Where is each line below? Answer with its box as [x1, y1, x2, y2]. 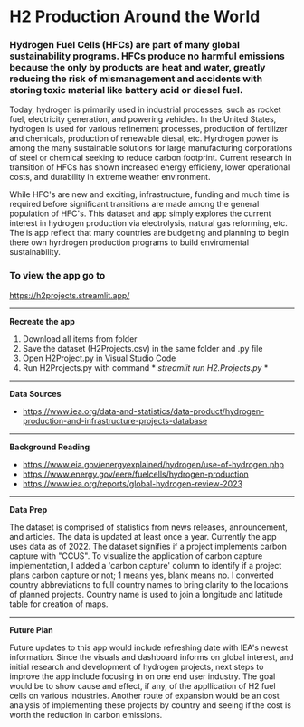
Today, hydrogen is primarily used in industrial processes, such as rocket [9, 104, 282, 115]
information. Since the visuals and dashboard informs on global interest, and [9, 651, 294, 662]
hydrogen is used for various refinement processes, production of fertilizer [9, 124, 288, 135]
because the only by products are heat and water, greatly [9, 61, 266, 74]
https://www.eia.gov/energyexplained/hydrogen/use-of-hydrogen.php [22, 458, 285, 469]
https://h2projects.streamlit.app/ [9, 289, 130, 300]
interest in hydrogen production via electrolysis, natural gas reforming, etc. [9, 218, 288, 229]
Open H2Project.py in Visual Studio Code [22, 353, 176, 363]
